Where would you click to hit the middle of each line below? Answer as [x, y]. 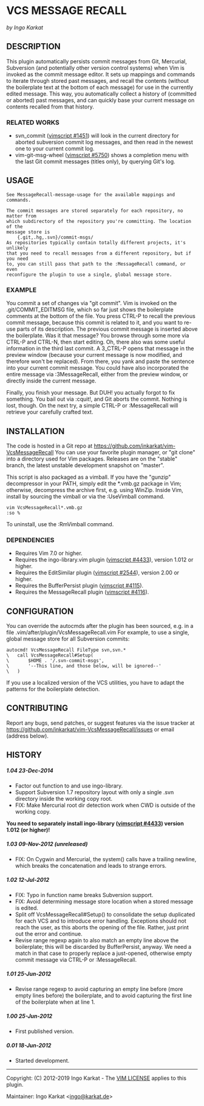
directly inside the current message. [51, 381]
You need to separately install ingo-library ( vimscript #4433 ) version [95, 823]
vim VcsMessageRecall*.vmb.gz [45, 507]
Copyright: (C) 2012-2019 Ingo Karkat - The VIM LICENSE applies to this [97, 1078]
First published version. [44, 1031]
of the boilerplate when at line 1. [55, 1002]
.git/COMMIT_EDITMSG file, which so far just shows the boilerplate [90, 310]
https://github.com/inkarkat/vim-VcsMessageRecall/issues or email [90, 729]
